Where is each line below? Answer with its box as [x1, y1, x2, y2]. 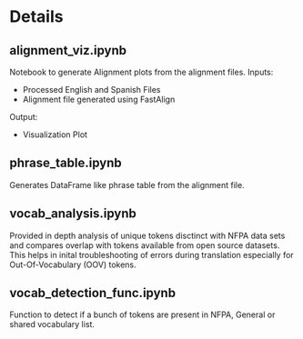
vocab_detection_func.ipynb [9, 285, 176, 301]
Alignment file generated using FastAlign [22, 94, 176, 105]
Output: [9, 112, 38, 122]
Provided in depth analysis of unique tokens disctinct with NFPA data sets [9, 230, 286, 241]
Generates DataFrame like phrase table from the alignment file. [9, 179, 245, 190]
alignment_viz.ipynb [9, 43, 127, 58]
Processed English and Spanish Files [22, 85, 161, 95]
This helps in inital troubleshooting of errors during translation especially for [9, 249, 294, 260]
